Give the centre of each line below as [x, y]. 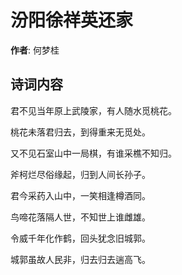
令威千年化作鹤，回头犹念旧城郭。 [80, 238]
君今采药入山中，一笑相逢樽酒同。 [80, 195]
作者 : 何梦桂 [35, 50]
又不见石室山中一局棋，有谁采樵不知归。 [93, 153]
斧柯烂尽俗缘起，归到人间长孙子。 [80, 174]
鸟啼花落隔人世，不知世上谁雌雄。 [80, 217]
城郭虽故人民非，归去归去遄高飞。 [80, 259]
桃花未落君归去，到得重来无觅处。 [80, 132]
